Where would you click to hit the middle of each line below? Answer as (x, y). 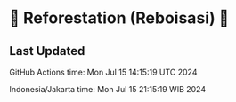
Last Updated (47, 51)
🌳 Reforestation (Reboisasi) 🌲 (119, 18)
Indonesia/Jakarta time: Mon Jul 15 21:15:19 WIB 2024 (108, 89)
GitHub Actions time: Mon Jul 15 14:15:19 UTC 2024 (103, 72)
